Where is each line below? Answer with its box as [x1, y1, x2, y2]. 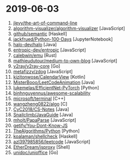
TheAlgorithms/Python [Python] [13, 127, 80, 134]
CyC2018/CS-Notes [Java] [13, 106, 69, 112]
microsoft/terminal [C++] [13, 95, 66, 102]
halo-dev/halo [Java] [13, 41, 57, 47]
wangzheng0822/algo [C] [13, 101, 68, 107]
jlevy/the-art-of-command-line [13, 20, 78, 26]
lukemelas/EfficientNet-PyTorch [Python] [13, 84, 100, 90]
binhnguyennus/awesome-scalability [13, 90, 91, 96]
